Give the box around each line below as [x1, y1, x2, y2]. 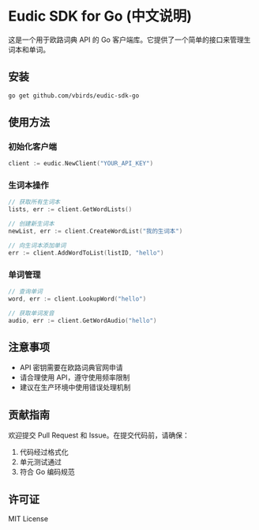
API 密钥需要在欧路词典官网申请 [19, 363, 124, 373]
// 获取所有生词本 [8, 199, 61, 206]
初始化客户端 [8, 141, 58, 152]
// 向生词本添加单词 [8, 241, 66, 249]
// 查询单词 [8, 288, 43, 296]
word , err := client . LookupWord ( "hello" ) [8, 294, 147, 303]
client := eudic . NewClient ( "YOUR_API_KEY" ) [8, 160, 154, 168]
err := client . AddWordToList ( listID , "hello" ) [8, 248, 164, 257]
